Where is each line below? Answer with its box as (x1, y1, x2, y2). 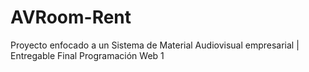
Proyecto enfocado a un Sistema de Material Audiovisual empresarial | (10, 39, 300, 51)
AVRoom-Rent (10, 6, 132, 29)
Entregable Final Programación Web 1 (10, 49, 165, 61)
